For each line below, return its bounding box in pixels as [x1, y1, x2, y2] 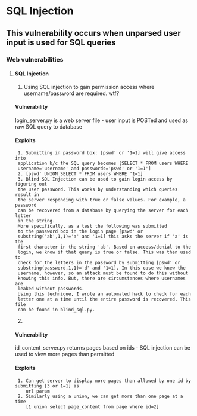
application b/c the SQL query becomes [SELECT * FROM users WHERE [17, 160, 189, 167]
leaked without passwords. [17, 286, 85, 292]
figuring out [14, 181, 48, 188]
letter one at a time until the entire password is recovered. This [17, 296, 192, 302]
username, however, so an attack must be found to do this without [17, 270, 189, 276]
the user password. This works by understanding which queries [17, 186, 178, 192]
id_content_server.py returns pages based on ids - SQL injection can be [14, 344, 190, 351]
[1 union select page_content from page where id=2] [26, 403, 160, 410]
